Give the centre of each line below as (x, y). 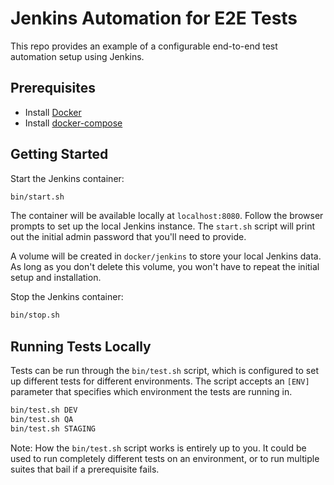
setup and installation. (56, 278)
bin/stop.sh (35, 315)
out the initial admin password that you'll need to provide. (128, 237)
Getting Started (59, 154)
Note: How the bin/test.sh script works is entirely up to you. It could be (158, 448)
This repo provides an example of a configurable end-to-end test (144, 46)
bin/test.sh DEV (44, 410)
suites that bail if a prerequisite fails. (85, 469)
